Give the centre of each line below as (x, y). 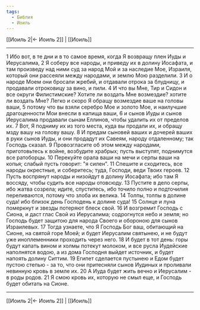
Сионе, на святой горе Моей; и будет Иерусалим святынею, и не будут (97, 233)
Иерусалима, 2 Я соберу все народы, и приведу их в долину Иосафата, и (100, 63)
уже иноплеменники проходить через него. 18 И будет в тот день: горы (97, 240)
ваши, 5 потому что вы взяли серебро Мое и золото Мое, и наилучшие (96, 107)
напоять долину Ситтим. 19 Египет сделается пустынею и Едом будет (95, 258)
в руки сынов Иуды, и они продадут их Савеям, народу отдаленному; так (100, 139)
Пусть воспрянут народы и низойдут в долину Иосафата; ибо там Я (92, 176)
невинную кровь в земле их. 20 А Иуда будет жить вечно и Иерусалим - (99, 271)
